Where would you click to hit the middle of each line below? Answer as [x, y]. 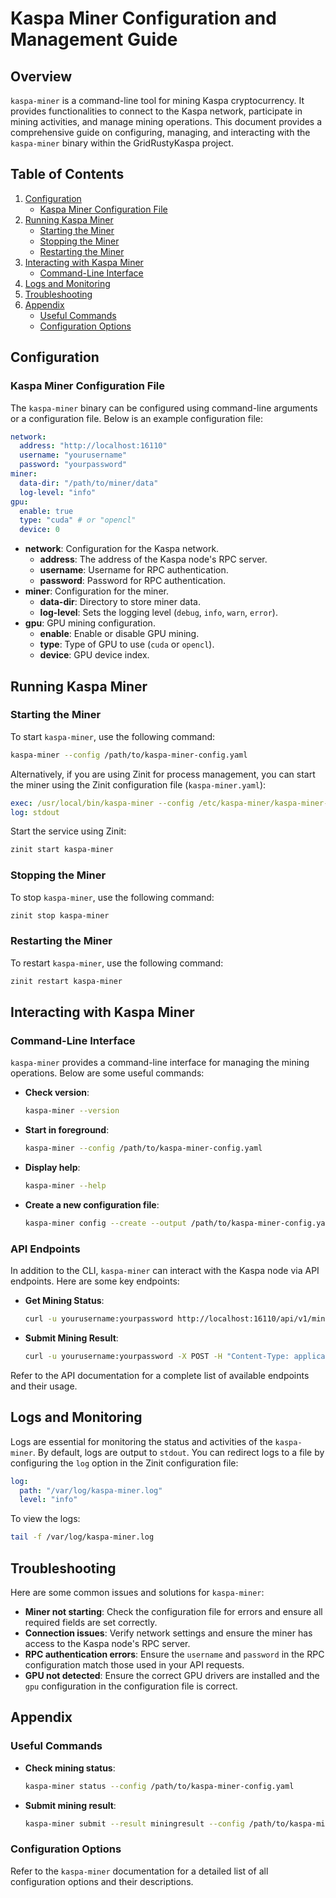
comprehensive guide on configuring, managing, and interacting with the [160, 132]
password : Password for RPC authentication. [133, 581]
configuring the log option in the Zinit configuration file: [124, 1463]
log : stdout [35, 812]
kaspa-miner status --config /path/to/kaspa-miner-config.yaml [159, 1786]
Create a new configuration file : [92, 1204]
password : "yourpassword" [73, 465]
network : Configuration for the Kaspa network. [122, 549]
